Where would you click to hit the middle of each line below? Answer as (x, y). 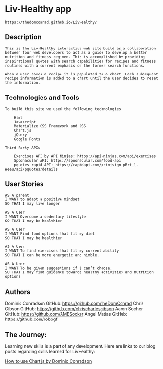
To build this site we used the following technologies (63, 109)
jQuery (20, 135)
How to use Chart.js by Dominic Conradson (49, 361)
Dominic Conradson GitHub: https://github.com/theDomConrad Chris (74, 304)
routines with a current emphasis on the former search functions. (75, 65)
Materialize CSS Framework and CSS (50, 126)
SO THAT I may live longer (32, 204)
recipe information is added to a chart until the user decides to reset (82, 78)
